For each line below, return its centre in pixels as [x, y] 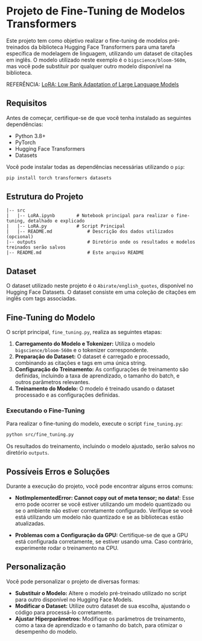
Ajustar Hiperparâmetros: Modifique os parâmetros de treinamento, [100, 619]
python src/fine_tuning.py [40, 435]
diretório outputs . [28, 453]
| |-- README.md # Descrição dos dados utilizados [90, 232]
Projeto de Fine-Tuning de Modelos [96, 11]
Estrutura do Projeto [45, 197]
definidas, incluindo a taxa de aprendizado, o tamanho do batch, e [97, 376]
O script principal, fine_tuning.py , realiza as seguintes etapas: [84, 332]
